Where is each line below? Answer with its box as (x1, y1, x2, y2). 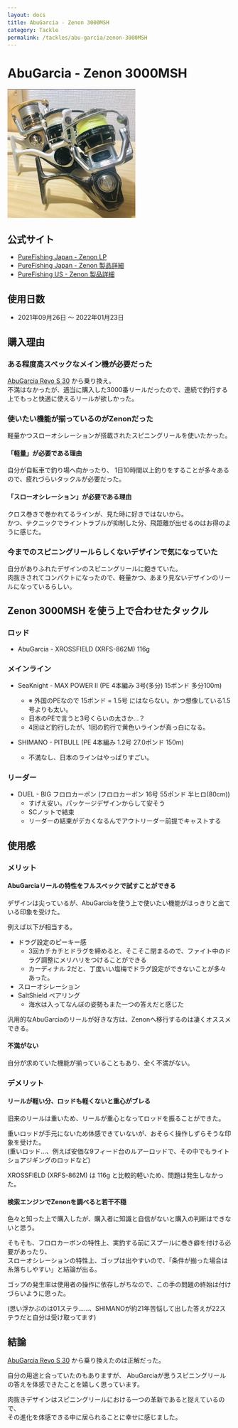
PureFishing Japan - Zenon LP (17, 253, 107, 261)
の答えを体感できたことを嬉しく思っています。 (7, 1380, 144, 1389)
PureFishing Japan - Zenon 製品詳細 (17, 261, 124, 270)
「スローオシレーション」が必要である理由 (7, 492, 132, 501)
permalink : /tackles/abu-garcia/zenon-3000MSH (7, 34, 148, 41)
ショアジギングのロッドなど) (7, 1156, 91, 1164)
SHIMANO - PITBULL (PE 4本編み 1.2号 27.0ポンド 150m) (17, 737, 184, 746)
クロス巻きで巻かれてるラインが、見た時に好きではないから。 (7, 509, 188, 518)
